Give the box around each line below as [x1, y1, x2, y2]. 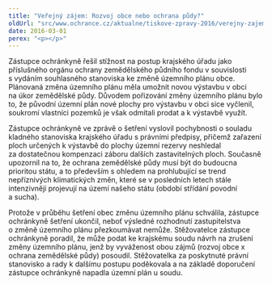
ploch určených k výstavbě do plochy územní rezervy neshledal [8, 140, 221, 150]
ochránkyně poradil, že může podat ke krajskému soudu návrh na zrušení [8, 233, 253, 243]
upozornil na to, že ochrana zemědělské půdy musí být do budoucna [8, 158, 237, 168]
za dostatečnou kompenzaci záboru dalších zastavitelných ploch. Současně [8, 149, 261, 159]
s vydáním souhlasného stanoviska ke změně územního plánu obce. [8, 73, 236, 83]
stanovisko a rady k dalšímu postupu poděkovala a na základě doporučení [8, 259, 256, 269]
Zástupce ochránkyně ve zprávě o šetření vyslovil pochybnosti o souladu [8, 124, 253, 133]
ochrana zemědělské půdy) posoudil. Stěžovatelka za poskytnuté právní [8, 251, 249, 261]
